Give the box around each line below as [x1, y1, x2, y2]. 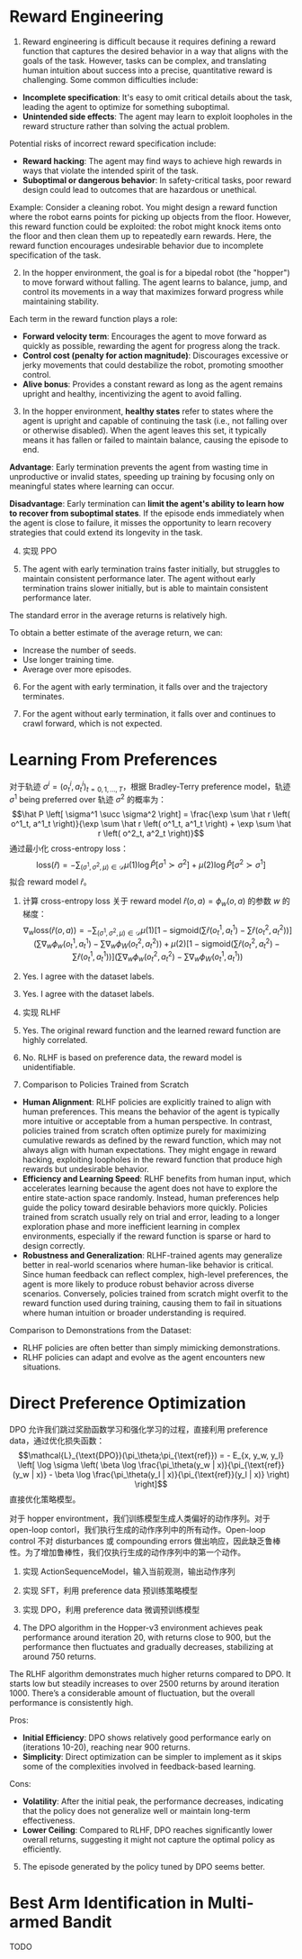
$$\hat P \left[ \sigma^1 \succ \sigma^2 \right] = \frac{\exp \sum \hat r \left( [12, 809, 290, 819]
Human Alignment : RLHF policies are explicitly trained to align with [22, 1096, 271, 1107]
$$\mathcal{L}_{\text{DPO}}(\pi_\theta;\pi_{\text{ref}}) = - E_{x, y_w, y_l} [17, 1450, 285, 1460]
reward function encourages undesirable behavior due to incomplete [9, 240, 263, 251]
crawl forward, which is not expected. [22, 718, 163, 728]
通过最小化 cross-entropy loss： [9, 843, 129, 854]
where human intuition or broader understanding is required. [22, 1307, 247, 1318]
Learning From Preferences [9, 750, 218, 770]
